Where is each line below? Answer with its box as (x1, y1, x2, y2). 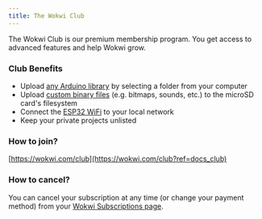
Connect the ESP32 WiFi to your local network (19, 107, 175, 116)
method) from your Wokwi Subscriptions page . (8, 201, 164, 211)
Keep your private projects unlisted (19, 115, 137, 125)
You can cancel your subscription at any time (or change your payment (8, 192, 244, 202)
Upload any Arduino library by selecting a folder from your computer (19, 81, 248, 91)
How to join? (8, 135, 58, 146)
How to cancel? (8, 175, 70, 186)
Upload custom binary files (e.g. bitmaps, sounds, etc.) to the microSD (19, 90, 254, 99)
